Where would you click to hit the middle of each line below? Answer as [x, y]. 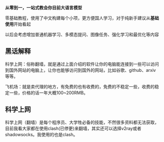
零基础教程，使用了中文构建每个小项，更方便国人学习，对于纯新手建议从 [78, 18]
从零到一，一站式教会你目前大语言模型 [43, 8]
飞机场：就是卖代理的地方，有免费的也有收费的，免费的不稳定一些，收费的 [80, 86]
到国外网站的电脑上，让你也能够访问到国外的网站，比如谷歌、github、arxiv [81, 70]
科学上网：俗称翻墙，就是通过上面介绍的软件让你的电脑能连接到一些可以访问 [82, 64]
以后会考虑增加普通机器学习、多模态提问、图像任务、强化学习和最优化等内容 [82, 34]
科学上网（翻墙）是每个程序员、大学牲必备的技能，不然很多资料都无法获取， [82, 122]
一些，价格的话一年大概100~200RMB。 [49, 93]
